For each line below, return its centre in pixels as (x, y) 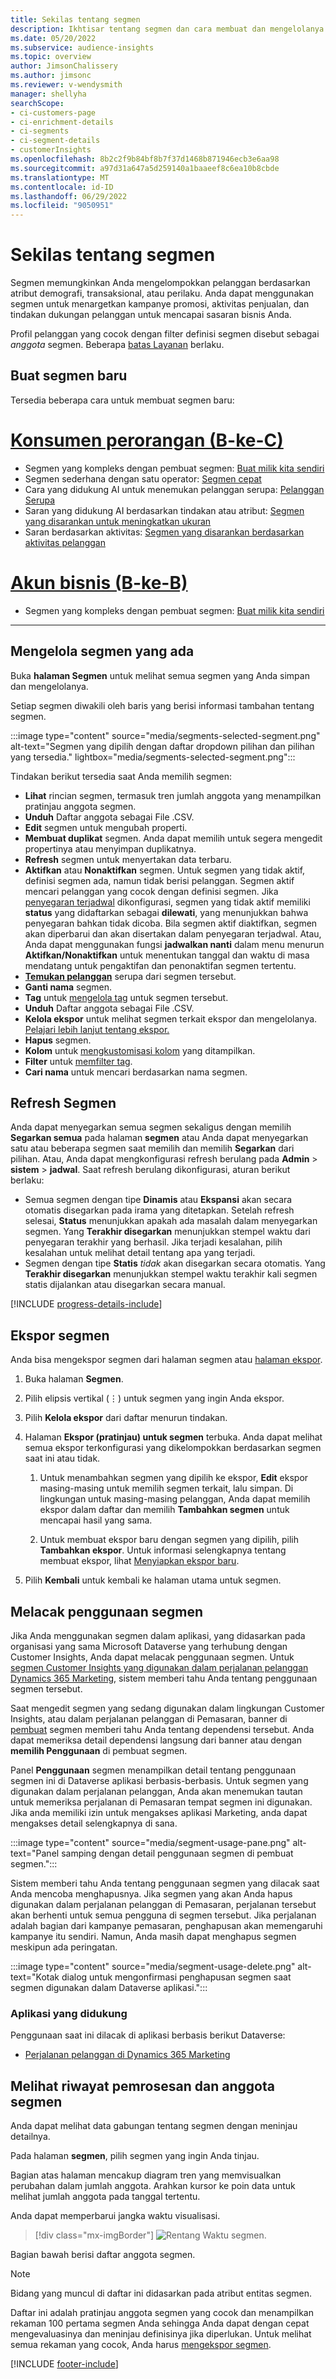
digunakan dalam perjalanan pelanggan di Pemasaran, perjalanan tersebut (163, 1904)
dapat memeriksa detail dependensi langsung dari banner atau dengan (156, 1740)
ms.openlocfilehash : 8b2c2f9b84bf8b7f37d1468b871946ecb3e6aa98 (145, 159)
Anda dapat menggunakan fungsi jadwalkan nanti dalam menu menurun (174, 944)
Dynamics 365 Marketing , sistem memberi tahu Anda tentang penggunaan (164, 1678)
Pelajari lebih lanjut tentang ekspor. (97, 1029)
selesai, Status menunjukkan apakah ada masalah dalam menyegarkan (171, 1221)
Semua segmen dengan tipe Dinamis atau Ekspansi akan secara (158, 1200)
